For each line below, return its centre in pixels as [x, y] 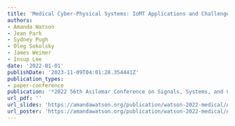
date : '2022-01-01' [36, 66]
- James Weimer [29, 53]
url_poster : [24, 111]
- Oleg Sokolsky [31, 46]
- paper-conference [36, 85]
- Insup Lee [24, 59]
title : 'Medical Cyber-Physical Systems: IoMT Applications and [103, 14]
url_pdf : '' [24, 99]
